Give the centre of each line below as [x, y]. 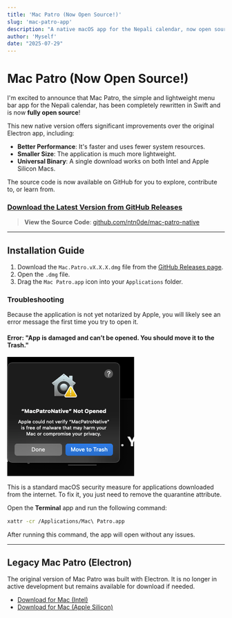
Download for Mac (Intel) [52, 600]
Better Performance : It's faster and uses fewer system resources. [111, 147]
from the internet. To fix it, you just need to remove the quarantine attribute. [115, 494]
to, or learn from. [31, 189]
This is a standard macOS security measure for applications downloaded [110, 487]
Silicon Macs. [36, 168]
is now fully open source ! [44, 113]
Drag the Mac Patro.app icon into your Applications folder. [100, 282]
